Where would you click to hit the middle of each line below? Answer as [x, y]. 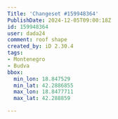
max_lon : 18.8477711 [44, 92]
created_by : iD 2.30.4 [40, 46]
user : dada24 [26, 33]
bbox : [15, 72]
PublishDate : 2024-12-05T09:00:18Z [59, 20]
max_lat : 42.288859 [42, 99]
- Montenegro [26, 59]
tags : [15, 53]
